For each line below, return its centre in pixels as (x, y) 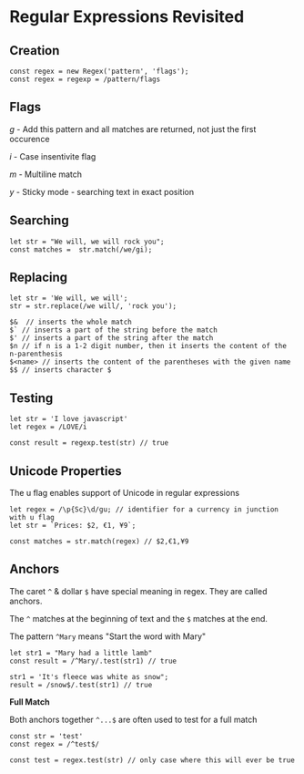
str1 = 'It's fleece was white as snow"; (89, 676)
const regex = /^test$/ (55, 744)
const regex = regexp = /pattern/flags (85, 79)
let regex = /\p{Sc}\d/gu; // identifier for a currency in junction (144, 510)
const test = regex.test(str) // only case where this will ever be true (152, 760)
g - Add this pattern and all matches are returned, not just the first (133, 129)
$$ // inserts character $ (61, 370)
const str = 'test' (46, 736)
